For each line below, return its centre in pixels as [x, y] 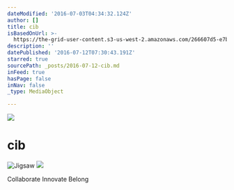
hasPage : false [29, 79]
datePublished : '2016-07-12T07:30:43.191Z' [71, 53]
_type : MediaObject [36, 92]
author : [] [23, 20]
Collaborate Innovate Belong [48, 180]
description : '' [31, 46]
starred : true [28, 59]
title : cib [23, 27]
